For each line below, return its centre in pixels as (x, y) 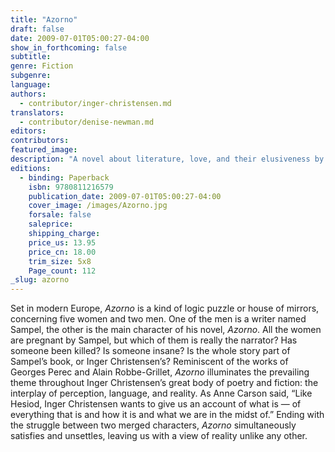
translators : (37, 112)
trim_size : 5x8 (60, 261)
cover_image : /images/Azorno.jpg (98, 206)
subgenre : (31, 76)
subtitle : (31, 57)
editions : (31, 168)
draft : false (37, 29)
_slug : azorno (40, 280)
